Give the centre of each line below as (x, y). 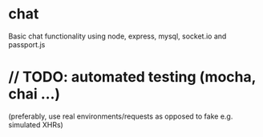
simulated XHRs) (36, 124)
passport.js (27, 44)
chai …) (34, 94)
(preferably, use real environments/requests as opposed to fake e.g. (121, 116)
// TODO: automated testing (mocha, (132, 77)
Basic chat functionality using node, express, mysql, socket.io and (117, 36)
